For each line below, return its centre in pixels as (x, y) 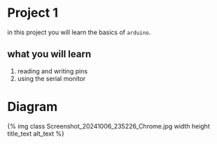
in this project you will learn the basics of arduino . (79, 32)
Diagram (33, 107)
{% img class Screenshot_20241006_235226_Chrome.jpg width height (108, 126)
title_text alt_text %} (36, 134)
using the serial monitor (51, 78)
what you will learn (49, 54)
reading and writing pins (52, 71)
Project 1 (33, 13)
